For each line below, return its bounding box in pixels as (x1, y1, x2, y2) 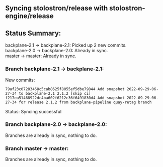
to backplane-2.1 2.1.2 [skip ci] (18, 91, 92, 96)
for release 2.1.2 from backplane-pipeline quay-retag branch (18, 100, 152, 105)
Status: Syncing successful (5, 108, 62, 114)
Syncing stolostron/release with (5, 4, 108, 13)
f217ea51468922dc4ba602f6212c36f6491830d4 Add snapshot (5, 95, 125, 100)
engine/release (5, 12, 54, 21)
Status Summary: (5, 29, 61, 37)
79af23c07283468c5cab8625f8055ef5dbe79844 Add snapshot (5, 86, 125, 92)
